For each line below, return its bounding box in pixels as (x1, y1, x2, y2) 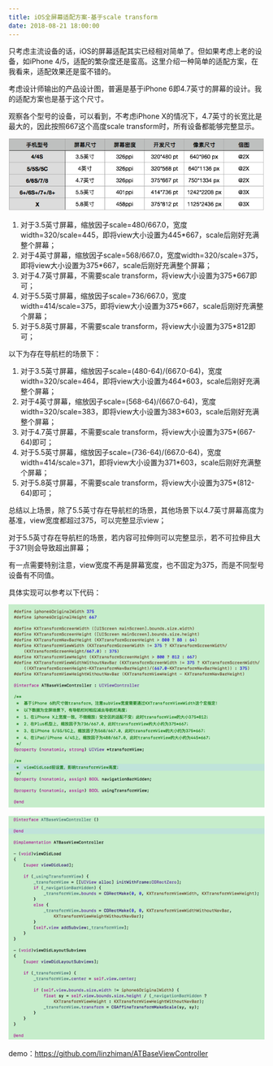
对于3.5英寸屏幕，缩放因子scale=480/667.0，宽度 (19, 220, 188, 230)
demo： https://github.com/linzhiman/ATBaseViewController (8, 1049, 209, 1059)
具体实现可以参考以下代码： (8, 587, 102, 597)
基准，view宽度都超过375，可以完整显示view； (8, 516, 167, 526)
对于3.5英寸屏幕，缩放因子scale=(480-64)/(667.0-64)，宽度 (19, 366, 223, 376)
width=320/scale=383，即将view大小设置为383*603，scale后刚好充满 (19, 407, 260, 417)
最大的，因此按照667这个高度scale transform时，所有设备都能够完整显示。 (8, 121, 259, 131)
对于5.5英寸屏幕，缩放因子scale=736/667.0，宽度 (19, 291, 187, 301)
